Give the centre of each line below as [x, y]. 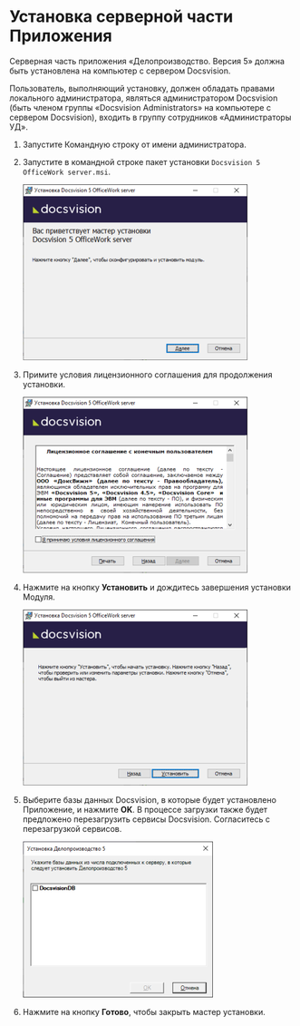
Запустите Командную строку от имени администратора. [134, 144]
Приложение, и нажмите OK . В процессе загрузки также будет [145, 809]
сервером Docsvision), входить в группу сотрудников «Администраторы [150, 117]
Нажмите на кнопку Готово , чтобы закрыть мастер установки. [144, 1011]
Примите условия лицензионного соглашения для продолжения [147, 375]
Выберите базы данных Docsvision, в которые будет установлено [149, 799]
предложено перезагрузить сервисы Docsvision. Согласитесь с [146, 819]
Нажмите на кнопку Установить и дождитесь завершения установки [157, 587]
